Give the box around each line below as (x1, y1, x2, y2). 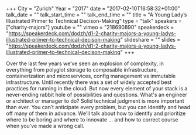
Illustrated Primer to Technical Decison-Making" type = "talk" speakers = (6, 18, 183, 24)
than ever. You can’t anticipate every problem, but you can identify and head (6, 104, 191, 110)
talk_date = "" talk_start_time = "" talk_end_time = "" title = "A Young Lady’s (6, 11, 187, 18)
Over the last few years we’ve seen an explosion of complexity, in (6, 60, 164, 67)
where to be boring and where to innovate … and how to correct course (6, 116, 178, 123)
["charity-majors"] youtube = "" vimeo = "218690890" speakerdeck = (6, 23, 174, 31)
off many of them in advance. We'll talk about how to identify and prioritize (6, 110, 186, 117)
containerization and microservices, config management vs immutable (6, 73, 176, 79)
